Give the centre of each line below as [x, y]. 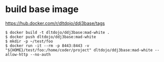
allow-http [17, 54]
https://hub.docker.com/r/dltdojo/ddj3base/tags [55, 23]
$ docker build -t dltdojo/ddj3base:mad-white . [57, 32]
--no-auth [40, 54]
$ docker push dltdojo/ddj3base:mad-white [51, 37]
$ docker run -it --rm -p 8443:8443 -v [47, 46]
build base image [42, 9]
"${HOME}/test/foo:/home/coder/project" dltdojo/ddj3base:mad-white [79, 50]
